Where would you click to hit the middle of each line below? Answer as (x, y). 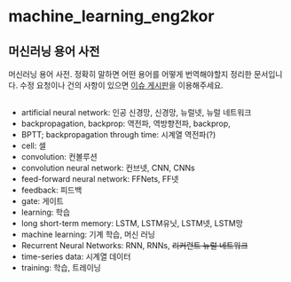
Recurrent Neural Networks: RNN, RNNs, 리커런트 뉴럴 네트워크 (134, 246)
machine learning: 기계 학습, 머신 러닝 (88, 235)
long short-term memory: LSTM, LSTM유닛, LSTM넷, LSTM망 (132, 223)
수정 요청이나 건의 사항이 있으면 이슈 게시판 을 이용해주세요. (122, 85)
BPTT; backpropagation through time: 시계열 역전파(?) (118, 135)
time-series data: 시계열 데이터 (76, 257)
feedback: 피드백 (51, 190)
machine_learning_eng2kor (111, 16)
